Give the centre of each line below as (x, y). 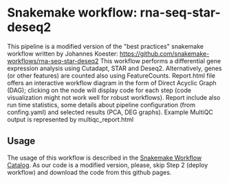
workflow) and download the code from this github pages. (89, 172)
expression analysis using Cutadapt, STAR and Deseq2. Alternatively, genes (115, 68)
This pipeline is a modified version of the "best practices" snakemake (106, 46)
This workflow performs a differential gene (161, 61)
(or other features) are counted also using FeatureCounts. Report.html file (111, 75)
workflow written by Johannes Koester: (63, 54)
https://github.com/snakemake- (164, 54)
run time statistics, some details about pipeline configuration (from (101, 105)
